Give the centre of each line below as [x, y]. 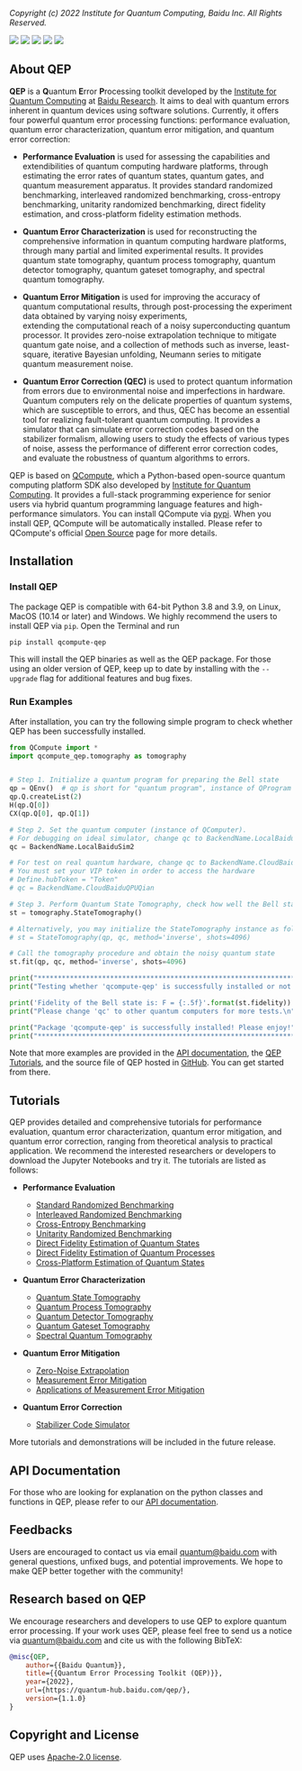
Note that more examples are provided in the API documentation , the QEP [145, 1053]
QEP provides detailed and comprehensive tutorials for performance [136, 1122]
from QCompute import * [54, 747]
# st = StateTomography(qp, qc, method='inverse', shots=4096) [130, 937]
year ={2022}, [50, 1682]
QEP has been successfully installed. [78, 731]
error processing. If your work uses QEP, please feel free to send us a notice [151, 1630]
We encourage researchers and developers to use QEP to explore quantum [148, 1620]
